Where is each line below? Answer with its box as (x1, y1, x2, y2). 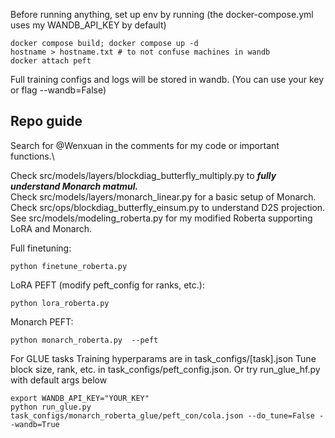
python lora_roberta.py (10, 298, 110, 308)
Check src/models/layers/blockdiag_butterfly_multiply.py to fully (10, 169, 277, 181)
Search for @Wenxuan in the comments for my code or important (10, 139, 280, 151)
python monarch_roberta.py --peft (10, 335, 159, 345)
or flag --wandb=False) (10, 84, 107, 96)
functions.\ (10, 150, 55, 162)
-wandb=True (10, 419, 60, 429)
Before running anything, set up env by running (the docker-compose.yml (10, 9, 314, 20)
